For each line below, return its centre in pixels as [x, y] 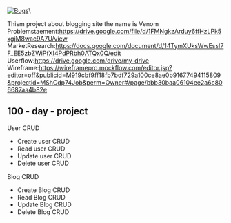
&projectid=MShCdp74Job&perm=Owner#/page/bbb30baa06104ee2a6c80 [115, 82]
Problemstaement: [33, 31]
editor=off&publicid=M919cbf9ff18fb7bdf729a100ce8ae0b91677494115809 [114, 75]
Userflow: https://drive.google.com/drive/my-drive [78, 61]
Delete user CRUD [43, 163]
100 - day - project [48, 111]
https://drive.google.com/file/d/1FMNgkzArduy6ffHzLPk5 [140, 31]
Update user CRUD [44, 156]
